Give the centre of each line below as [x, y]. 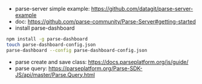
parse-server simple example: [52, 9]
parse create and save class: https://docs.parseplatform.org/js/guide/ [102, 62]
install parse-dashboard [45, 28]
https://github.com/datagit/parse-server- [142, 9]
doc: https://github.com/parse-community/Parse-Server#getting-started [106, 21]
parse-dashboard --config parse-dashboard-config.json [77, 50]
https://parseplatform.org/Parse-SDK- [95, 68]
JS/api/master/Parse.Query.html [55, 74]
